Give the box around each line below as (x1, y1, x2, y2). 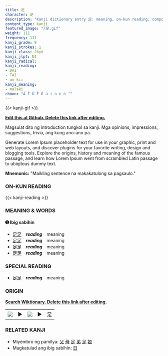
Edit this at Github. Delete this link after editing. (5, 115, 105, 121)
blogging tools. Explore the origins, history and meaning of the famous (5, 150, 150, 156)
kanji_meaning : (5, 82, 37, 87)
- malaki (5, 86, 23, 92)
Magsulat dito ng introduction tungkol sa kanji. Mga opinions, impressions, (5, 124, 158, 130)
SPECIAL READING (5, 263, 51, 270)
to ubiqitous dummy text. (5, 161, 56, 167)
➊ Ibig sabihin (5, 219, 35, 226)
